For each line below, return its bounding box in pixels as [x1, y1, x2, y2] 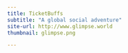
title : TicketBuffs [7, 10, 64, 17]
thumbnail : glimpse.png [7, 29, 76, 36]
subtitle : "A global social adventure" [7, 17, 122, 23]
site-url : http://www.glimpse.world [7, 23, 113, 30]
